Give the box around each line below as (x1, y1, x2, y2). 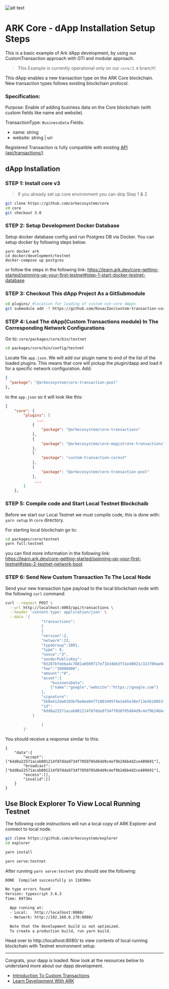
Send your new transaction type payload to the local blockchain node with (5, 585, 159, 591)
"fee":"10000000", (41, 666, 80, 671)
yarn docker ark (5, 249, 39, 254)
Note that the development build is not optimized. (10, 924, 121, 929)
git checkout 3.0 (5, 210, 42, 215)
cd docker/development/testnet (5, 253, 71, 258)
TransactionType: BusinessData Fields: (5, 119, 84, 126)
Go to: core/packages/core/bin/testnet (5, 336, 87, 342)
